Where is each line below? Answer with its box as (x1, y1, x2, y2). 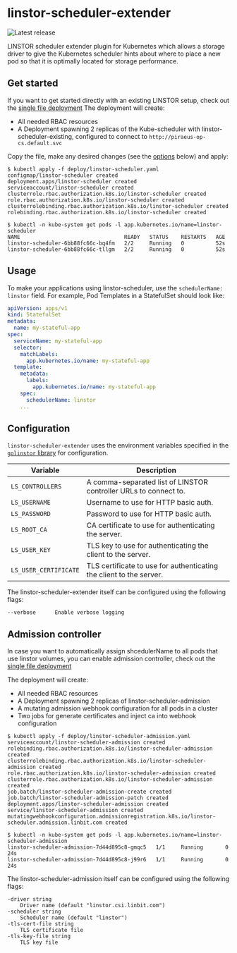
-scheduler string (7, 908, 61, 916)
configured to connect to (75, 132, 148, 140)
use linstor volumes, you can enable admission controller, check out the (7, 654, 216, 663)
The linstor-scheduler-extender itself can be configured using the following (7, 588, 226, 596)
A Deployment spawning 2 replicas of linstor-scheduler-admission (17, 696, 210, 706)
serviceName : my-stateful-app (13, 337, 102, 345)
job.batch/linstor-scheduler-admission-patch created (7, 794, 169, 801)
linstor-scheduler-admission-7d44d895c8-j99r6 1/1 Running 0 (7, 856, 229, 863)
